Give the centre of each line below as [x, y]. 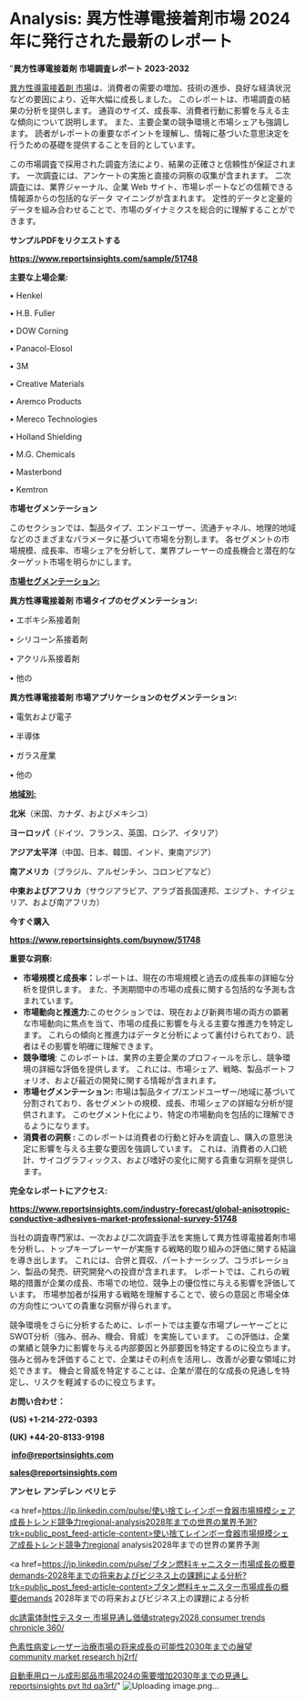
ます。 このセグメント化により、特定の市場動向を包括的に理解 [163, 1114]
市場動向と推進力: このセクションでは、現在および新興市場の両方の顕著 [156, 1012]
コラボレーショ [261, 1260]
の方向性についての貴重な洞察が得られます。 [93, 1305]
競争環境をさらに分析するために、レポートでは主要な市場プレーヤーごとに [149, 1325]
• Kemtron [29, 489]
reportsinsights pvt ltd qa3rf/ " [65, 1685]
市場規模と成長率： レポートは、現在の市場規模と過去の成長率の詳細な [154, 977]
